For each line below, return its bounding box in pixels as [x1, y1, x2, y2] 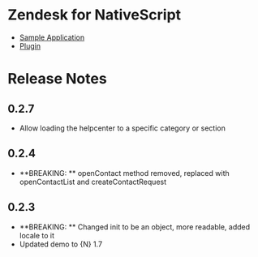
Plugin [19, 41, 41, 50]
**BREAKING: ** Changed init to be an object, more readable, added [19, 221, 251, 232]
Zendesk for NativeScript [7, 6, 182, 24]
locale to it [19, 230, 54, 240]
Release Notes [7, 70, 107, 88]
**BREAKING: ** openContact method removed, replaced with [19, 168, 230, 178]
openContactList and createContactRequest [19, 177, 167, 186]
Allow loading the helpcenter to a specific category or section [19, 123, 226, 133]
